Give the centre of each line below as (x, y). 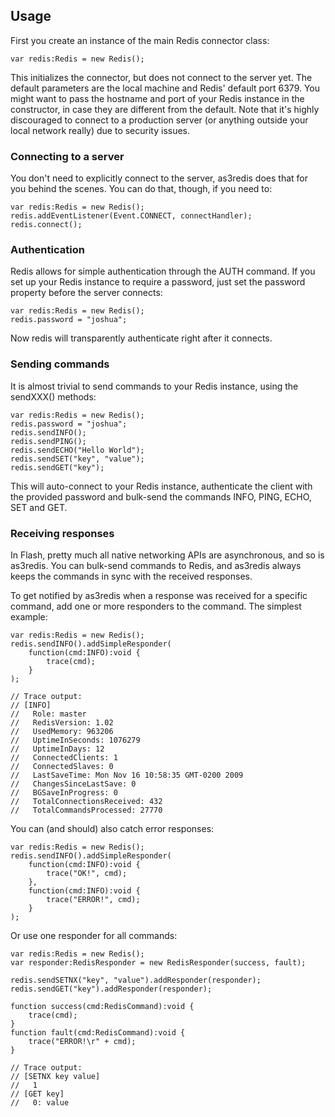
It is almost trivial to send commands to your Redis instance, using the (154, 386)
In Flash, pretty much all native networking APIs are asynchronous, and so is (167, 555)
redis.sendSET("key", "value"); (77, 459)
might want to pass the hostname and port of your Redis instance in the (157, 98)
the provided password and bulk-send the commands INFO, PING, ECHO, (161, 496)
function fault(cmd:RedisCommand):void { (98, 1033)
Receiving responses (62, 533)
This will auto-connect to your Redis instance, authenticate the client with (161, 486)
